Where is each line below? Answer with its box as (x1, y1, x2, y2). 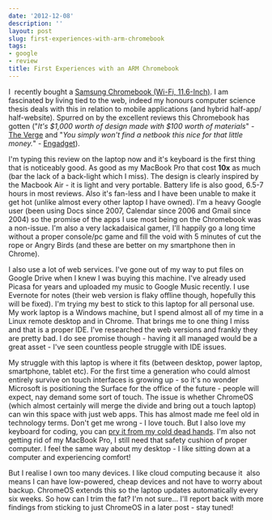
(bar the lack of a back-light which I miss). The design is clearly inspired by (8, 171, 259, 181)
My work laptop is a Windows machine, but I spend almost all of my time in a (8, 307, 264, 317)
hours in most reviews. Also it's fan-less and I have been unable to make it (8, 188, 257, 198)
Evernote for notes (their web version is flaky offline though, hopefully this (8, 290, 257, 300)
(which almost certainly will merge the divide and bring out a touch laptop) (8, 400, 257, 410)
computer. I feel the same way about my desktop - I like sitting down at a (8, 443, 251, 454)
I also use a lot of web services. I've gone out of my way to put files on (8, 264, 244, 274)
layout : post (8, 27, 53, 35)
